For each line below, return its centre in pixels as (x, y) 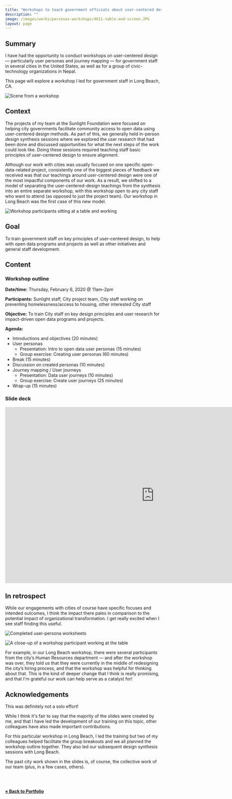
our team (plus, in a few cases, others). (45, 767)
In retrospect (26, 596)
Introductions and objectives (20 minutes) (55, 339)
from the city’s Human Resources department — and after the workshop (79, 658)
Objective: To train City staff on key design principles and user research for (83, 314)
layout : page (19, 24)
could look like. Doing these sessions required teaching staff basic (73, 150)
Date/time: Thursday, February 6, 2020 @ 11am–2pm (59, 289)
